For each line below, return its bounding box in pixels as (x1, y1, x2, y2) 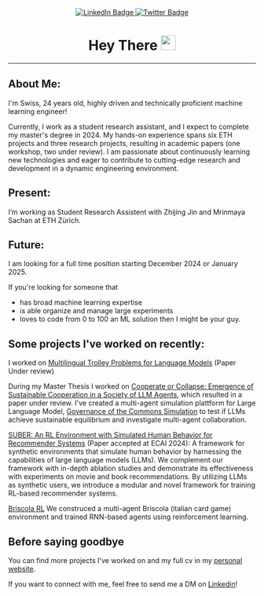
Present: (8, 186, 51, 199)
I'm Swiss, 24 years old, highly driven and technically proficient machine (8, 98, 243, 108)
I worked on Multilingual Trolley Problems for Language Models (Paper (8, 358, 236, 367)
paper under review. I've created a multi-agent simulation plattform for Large (8, 398, 256, 408)
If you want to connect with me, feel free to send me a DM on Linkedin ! (8, 580, 238, 588)
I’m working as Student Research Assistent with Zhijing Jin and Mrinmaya (8, 207, 246, 217)
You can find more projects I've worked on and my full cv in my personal (8, 556, 243, 565)
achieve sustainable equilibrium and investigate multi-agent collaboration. (8, 415, 247, 425)
